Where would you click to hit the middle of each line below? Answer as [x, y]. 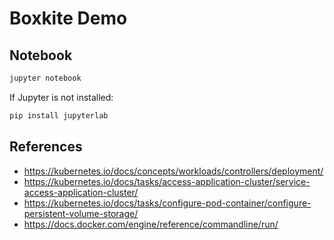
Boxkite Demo [68, 18]
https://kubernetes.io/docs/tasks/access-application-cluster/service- [167, 181]
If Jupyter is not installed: [61, 97]
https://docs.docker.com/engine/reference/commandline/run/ [151, 224]
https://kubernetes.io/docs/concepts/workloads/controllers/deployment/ [173, 171]
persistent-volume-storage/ [81, 213]
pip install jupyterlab [59, 115]
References [46, 147]
